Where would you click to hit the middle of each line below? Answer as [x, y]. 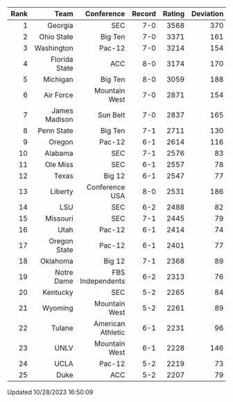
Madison [59, 119]
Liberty [62, 192]
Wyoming [58, 308]
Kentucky [58, 292]
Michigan [59, 79]
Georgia [61, 25]
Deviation [207, 14]
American [109, 324]
